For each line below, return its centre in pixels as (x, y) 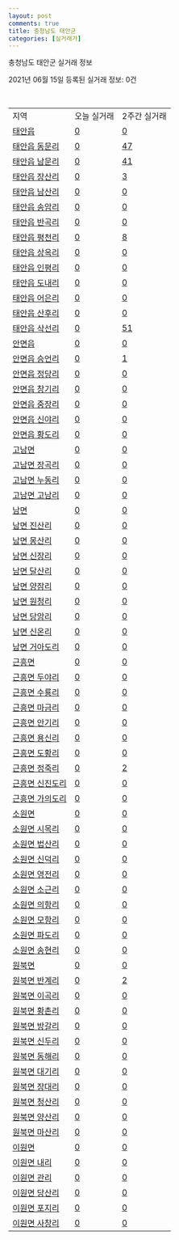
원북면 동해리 (36, 1056)
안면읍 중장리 (36, 404)
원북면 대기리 (36, 1072)
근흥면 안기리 (36, 723)
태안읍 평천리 (36, 238)
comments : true (34, 23)
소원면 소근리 (36, 890)
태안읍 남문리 (36, 162)
